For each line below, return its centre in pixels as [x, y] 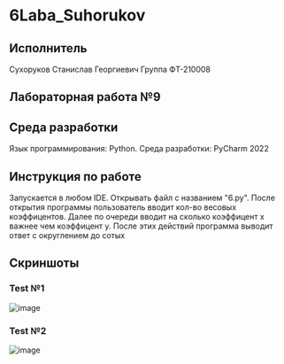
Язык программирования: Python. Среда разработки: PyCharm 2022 [139, 149]
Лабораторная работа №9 [85, 97]
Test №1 [27, 289]
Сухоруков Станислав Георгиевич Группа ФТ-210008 [110, 69]
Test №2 [28, 330]
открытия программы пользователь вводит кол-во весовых [123, 207]
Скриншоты [44, 263]
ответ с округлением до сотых [67, 236]
